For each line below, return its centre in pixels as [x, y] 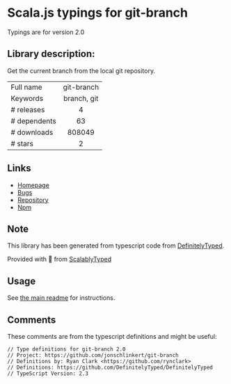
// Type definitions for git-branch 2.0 [67, 349]
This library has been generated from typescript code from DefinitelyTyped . [116, 246]
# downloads [32, 132]
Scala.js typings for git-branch [98, 13]
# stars [22, 143]
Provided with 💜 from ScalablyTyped [59, 259]
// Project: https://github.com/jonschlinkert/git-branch [93, 355]
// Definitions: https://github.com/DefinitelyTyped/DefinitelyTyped [110, 367]
